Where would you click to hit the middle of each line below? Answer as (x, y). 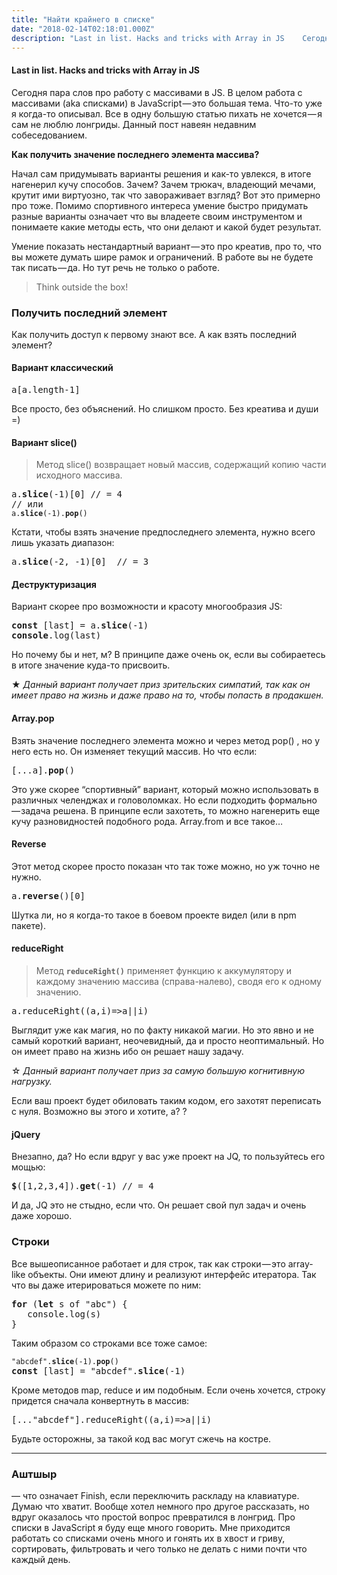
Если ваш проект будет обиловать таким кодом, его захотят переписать (166, 1101)
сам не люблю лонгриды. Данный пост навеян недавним (134, 124)
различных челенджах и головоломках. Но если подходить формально (164, 800)
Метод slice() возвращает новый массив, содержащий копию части (181, 465)
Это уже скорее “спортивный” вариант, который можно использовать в (165, 789)
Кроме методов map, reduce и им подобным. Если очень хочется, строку (168, 1390)
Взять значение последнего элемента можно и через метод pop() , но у (166, 740)
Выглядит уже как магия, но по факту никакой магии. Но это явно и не (162, 1030)
